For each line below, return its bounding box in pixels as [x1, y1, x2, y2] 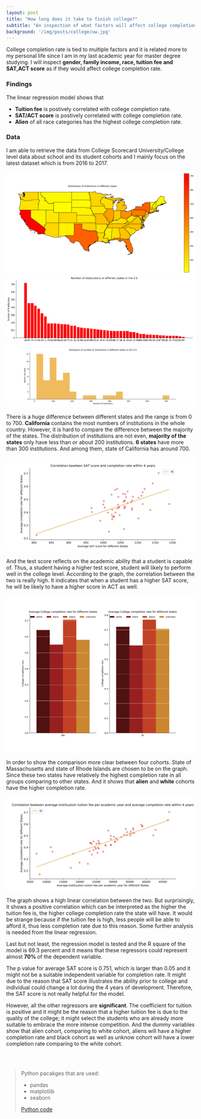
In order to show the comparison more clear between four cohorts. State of [6, 758, 191, 765]
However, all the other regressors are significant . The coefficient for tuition [6, 1001, 192, 1009]
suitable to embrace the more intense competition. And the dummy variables [6, 1021, 195, 1028]
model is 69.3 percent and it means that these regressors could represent [6, 946, 188, 954]
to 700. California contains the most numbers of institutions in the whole [6, 420, 185, 427]
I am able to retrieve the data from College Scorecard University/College [6, 146, 184, 154]
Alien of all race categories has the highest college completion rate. [14, 118, 182, 125]
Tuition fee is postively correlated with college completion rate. [14, 105, 172, 112]
